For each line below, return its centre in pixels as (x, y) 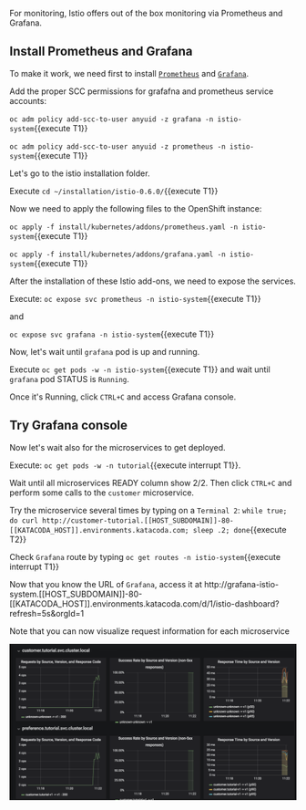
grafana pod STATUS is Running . (70, 379)
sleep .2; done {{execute (240, 529)
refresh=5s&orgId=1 (47, 613)
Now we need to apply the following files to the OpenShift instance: (136, 208)
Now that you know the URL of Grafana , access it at (106, 584)
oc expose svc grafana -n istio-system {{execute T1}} (112, 334)
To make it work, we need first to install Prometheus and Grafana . (129, 73)
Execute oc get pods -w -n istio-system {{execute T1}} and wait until (140, 369)
